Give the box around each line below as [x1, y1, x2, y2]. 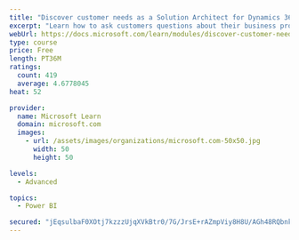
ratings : [9, 63, 42, 72]
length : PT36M [9, 54, 62, 63]
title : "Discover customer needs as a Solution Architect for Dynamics [9, 12, 280, 22]
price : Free [9, 46, 53, 55]
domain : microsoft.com [17, 120, 101, 129]
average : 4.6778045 [17, 79, 90, 88]
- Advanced [17, 177, 58, 187]
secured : [9, 218, 42, 227]
